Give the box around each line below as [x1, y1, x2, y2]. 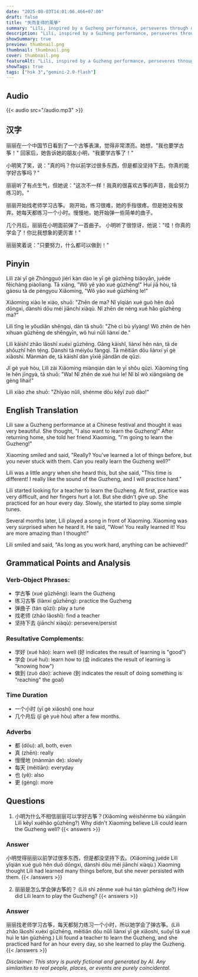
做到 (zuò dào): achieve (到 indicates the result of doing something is [14, 669, 183, 677]
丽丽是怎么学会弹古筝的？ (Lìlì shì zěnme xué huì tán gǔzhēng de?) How [14, 886, 189, 893]
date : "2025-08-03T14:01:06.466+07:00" [6, 8, 104, 15]
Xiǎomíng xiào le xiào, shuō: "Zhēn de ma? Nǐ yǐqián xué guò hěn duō [6, 299, 175, 306]
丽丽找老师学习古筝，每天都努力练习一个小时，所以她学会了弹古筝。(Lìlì [6, 922, 180, 929]
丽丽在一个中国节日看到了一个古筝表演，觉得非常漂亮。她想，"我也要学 [6, 142, 179, 149]
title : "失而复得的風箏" [6, 19, 61, 25]
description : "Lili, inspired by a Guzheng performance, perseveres [6, 31, 178, 37]
